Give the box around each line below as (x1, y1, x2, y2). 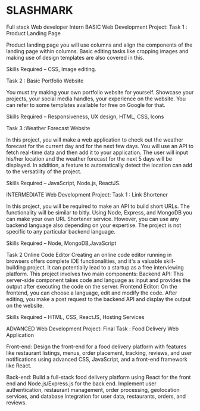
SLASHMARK (6, 4, 73, 17)
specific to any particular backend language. (6, 228, 116, 235)
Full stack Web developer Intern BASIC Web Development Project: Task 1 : (6, 23, 187, 30)
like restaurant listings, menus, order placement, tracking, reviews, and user (6, 349, 192, 356)
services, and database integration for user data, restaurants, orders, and (6, 392, 186, 400)
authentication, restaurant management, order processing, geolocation (6, 386, 180, 393)
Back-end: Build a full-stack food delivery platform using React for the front (6, 373, 191, 381)
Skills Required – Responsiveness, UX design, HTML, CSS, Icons (6, 113, 164, 120)
